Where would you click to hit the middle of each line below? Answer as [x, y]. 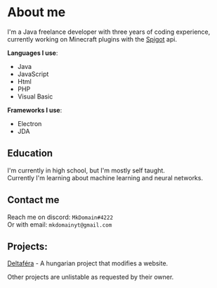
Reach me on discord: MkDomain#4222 [60, 217]
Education [30, 153]
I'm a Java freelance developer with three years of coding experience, [109, 32]
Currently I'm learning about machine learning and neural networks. [105, 177]
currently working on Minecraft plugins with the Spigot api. [92, 39]
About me [37, 12]
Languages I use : [33, 53]
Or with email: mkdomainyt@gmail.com [60, 224]
